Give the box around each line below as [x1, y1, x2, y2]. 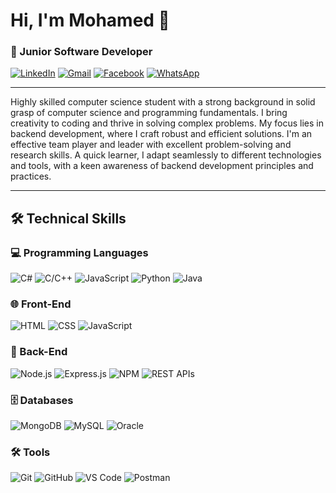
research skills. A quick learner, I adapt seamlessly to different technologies [10, 149, 322, 161]
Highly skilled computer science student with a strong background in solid [10, 96, 316, 108]
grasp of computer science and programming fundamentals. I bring [10, 107, 288, 119]
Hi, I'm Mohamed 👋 [10, 9, 170, 32]
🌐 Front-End [10, 297, 72, 311]
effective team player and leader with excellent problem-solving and [10, 139, 292, 151]
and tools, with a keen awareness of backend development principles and [10, 160, 314, 172]
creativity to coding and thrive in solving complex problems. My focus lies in [10, 117, 324, 129]
